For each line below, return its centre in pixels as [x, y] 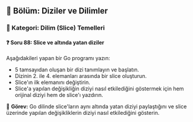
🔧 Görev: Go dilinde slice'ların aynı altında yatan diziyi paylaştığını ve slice [96, 106]
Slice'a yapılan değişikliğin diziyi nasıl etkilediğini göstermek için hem [99, 88]
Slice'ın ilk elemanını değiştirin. [52, 82]
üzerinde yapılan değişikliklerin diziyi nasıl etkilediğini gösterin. [83, 112]
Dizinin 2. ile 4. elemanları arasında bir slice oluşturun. [81, 76]
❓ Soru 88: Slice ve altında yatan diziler [55, 42]
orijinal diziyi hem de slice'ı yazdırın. [59, 95]
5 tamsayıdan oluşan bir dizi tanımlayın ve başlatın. [77, 70]
